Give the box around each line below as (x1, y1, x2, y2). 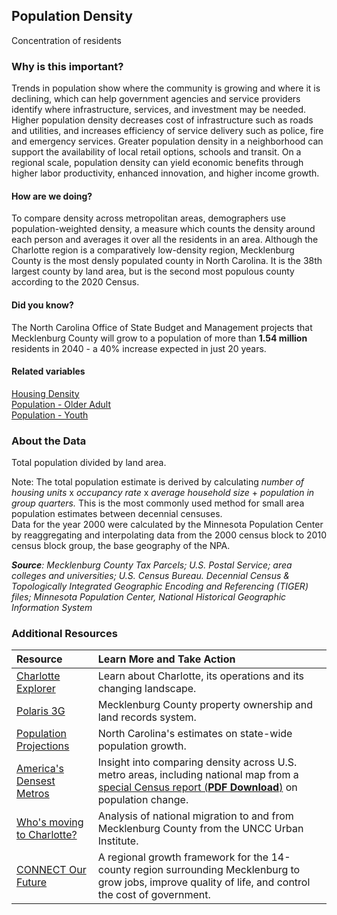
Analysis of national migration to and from (97, 809, 294, 823)
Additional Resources (11, 626, 118, 640)
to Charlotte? (16, 828, 78, 842)
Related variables (11, 365, 86, 378)
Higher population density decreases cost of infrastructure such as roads (11, 114, 314, 126)
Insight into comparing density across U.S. (97, 755, 298, 769)
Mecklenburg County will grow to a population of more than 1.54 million (11, 332, 308, 344)
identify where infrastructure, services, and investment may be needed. (11, 104, 307, 116)
